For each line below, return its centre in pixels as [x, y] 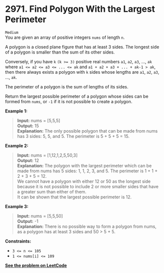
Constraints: [18, 241]
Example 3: [17, 206]
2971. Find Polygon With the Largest [80, 9]
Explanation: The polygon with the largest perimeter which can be [84, 165]
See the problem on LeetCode [36, 265]
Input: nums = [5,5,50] [40, 216]
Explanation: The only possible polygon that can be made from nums [87, 131]
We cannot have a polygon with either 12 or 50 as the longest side [84, 181]
